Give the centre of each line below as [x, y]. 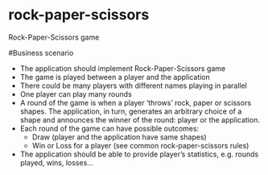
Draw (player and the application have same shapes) [119, 137]
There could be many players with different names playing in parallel [133, 85]
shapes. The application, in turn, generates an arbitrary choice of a [131, 111]
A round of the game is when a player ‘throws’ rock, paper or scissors [136, 102]
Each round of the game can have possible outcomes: [109, 128]
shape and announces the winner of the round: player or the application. [140, 119]
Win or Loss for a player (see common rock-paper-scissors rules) [140, 145]
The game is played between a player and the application [115, 77]
